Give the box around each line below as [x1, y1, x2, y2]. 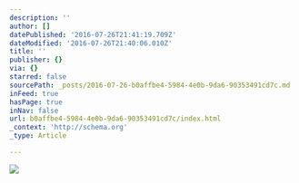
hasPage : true [9, 97, 64, 107]
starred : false [9, 72, 67, 82]
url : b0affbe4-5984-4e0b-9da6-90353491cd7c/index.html [9, 114, 222, 123]
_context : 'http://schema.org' [9, 123, 128, 132]
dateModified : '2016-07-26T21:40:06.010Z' [9, 38, 173, 48]
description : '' [9, 13, 71, 23]
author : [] [9, 22, 51, 31]
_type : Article [9, 131, 67, 140]
